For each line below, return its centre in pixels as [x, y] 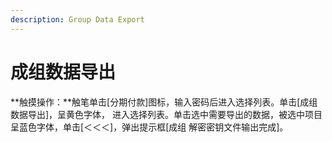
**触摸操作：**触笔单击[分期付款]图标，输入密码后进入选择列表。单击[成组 [164, 102]
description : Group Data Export [77, 19]
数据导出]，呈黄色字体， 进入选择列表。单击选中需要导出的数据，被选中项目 [166, 114]
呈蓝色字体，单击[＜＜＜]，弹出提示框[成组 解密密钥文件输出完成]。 [149, 127]
